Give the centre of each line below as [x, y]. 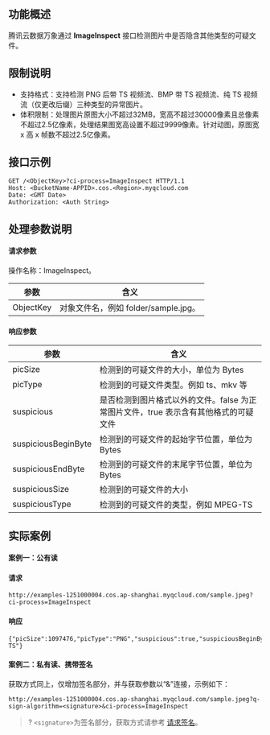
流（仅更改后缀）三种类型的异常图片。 [83, 104]
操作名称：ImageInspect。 [52, 270]
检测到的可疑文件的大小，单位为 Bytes [172, 370]
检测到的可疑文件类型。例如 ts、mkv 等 [173, 385]
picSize [26, 370]
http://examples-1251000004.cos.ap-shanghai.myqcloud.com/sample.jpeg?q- [135, 699]
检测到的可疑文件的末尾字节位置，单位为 [176, 465]
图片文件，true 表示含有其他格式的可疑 [180, 412]
